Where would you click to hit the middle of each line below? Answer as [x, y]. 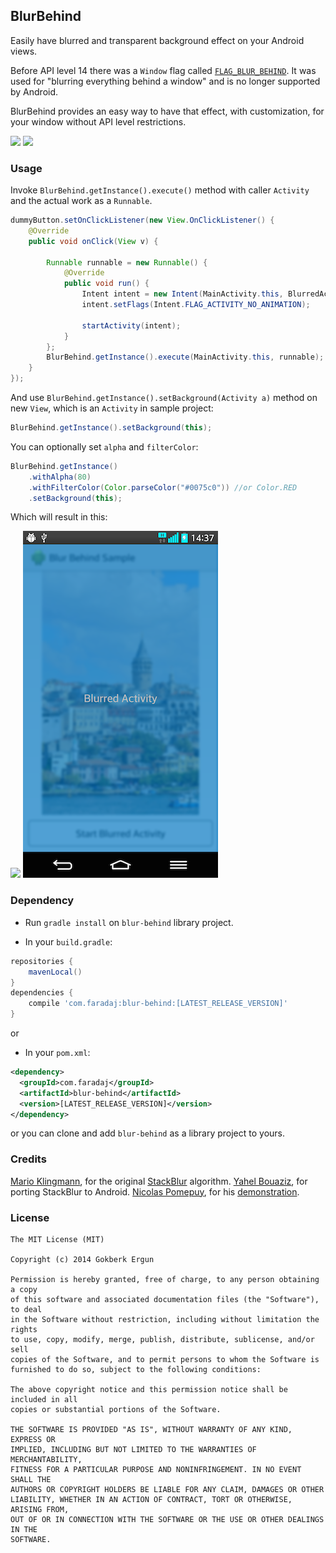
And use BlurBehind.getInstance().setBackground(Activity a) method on [164, 398]
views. [24, 51]
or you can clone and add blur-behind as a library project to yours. [148, 1133]
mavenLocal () [55, 972]
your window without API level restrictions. [98, 121]
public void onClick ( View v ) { [93, 241]
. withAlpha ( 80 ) [60, 477]
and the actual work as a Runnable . [81, 201]
